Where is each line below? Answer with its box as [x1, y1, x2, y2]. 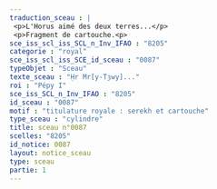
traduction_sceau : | [9, 13, 92, 23]
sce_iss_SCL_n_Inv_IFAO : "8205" [9, 89, 136, 98]
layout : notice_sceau [9, 148, 92, 157]
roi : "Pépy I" [9, 81, 67, 90]
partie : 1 [9, 165, 47, 174]
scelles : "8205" [9, 132, 71, 141]
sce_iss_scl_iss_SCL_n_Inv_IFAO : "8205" [9, 38, 169, 48]
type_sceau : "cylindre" [9, 114, 104, 124]
